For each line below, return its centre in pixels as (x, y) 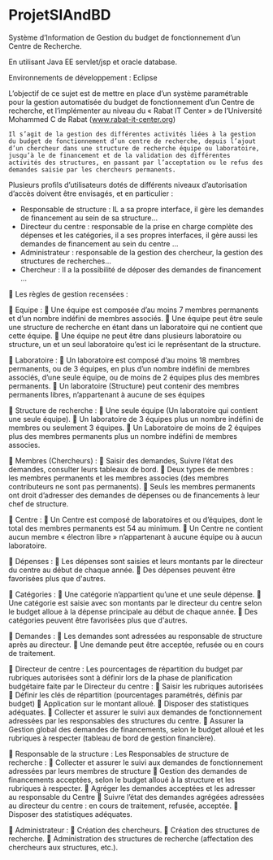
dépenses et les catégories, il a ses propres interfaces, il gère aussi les (139, 235)
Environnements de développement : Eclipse (83, 77)
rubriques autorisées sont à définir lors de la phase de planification (121, 677)
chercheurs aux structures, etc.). (63, 847)
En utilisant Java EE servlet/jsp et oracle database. (93, 62)
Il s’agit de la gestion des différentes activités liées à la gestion (132, 134)
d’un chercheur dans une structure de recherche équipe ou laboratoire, (134, 148)
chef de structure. (39, 504)
